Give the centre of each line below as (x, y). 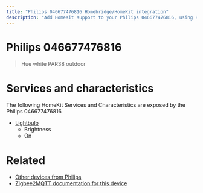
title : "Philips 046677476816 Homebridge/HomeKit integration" (88, 12)
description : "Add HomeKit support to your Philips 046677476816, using (100, 17)
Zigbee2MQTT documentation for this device (71, 183)
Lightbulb (27, 123)
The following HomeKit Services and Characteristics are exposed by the (96, 105)
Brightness (37, 130)
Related (26, 160)
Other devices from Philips (48, 177)
